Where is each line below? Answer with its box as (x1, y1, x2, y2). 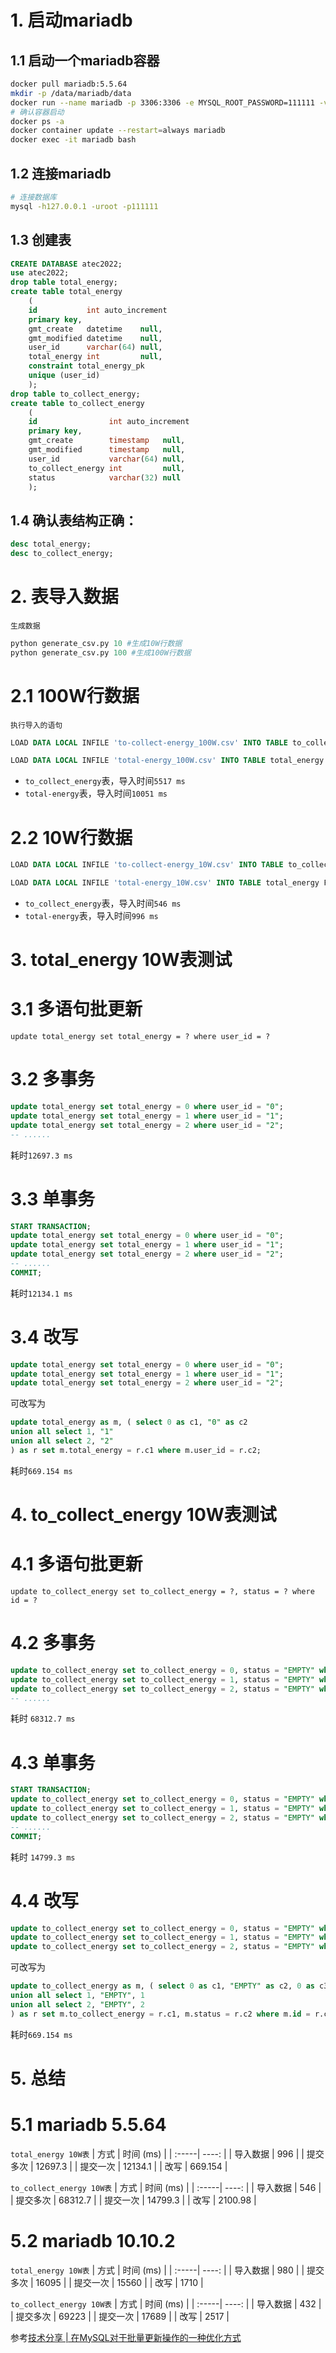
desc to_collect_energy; (10, 549, 114, 559)
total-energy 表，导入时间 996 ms (24, 910, 159, 921)
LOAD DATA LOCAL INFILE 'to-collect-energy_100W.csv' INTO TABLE (10, 737, 288, 748)
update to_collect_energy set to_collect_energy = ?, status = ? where (10, 1586, 315, 1596)
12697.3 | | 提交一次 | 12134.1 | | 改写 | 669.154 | (35, 2160, 228, 2172)
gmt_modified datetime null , (28, 333, 163, 343)
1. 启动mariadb (10, 9, 133, 32)
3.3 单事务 (10, 1187, 95, 1210)
